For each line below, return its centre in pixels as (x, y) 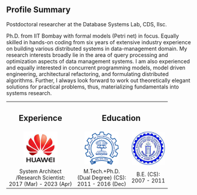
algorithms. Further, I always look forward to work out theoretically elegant (98, 80)
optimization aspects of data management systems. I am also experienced (98, 61)
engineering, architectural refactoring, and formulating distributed (88, 74)
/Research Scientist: (41, 177)
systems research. (29, 93)
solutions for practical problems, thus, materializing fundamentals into (92, 87)
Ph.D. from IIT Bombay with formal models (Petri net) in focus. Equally (92, 36)
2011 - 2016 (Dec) (102, 184)
